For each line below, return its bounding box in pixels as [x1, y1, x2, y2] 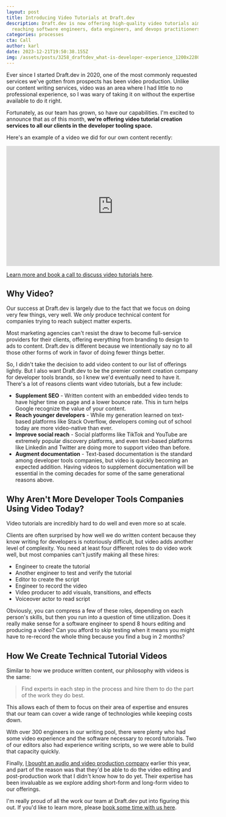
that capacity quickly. [6, 748, 60, 755]
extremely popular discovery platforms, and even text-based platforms [15, 437, 193, 445]
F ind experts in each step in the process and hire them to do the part [21, 685, 194, 693]
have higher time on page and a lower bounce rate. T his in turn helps [15, 398, 189, 406]
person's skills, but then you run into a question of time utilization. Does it [6, 614, 191, 621]
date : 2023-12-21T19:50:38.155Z [6, 49, 88, 55]
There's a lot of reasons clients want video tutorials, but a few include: [6, 380, 183, 387]
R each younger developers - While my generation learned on [15, 411, 171, 419]
